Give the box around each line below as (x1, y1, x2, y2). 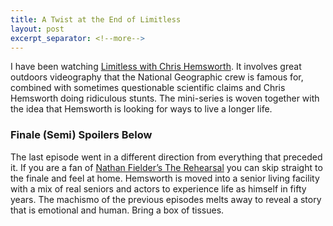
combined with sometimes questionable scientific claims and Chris (10, 82, 286, 94)
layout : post (10, 24, 65, 34)
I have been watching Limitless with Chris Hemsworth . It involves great (10, 61, 302, 73)
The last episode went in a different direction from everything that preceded (10, 151, 323, 163)
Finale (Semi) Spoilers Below (10, 128, 153, 142)
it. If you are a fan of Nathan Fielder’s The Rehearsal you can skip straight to (10, 161, 323, 173)
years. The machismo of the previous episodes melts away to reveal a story (10, 193, 322, 205)
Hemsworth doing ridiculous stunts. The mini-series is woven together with (10, 92, 320, 105)
